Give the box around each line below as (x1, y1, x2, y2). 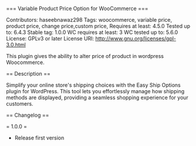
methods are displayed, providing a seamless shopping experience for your (6, 94, 189, 101)
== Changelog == (6, 111, 49, 118)
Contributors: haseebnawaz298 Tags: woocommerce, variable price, (6, 16, 173, 23)
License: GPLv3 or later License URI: (6, 35, 94, 42)
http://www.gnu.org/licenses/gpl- (95, 35, 177, 42)
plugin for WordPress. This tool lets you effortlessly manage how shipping (6, 88, 185, 94)
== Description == (6, 70, 51, 77)
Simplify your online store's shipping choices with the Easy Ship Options (6, 82, 181, 89)
